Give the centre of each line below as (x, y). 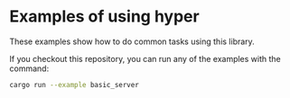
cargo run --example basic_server (75, 85)
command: (29, 68)
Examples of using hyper (105, 17)
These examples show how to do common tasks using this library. (132, 41)
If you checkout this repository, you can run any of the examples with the (145, 58)
